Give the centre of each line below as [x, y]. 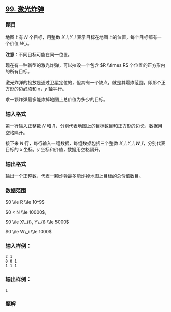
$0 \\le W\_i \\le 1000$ [28, 231]
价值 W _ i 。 [21, 43]
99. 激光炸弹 [25, 9]
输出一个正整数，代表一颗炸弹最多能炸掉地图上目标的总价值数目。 [74, 176]
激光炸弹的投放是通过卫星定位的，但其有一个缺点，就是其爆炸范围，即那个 [83, 82]
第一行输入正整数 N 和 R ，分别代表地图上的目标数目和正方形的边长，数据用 [84, 126]
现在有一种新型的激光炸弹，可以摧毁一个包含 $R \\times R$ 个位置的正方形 [83, 65]
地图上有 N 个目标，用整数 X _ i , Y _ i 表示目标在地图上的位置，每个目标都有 [81, 37]
